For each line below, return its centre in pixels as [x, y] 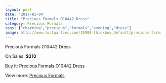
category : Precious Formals [34, 23]
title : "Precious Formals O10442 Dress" [47, 19]
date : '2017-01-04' [25, 14]
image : [12, 33]
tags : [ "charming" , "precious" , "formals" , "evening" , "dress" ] [68, 28]
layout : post [19, 10]
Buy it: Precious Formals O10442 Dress [45, 66]
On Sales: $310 [21, 56]
